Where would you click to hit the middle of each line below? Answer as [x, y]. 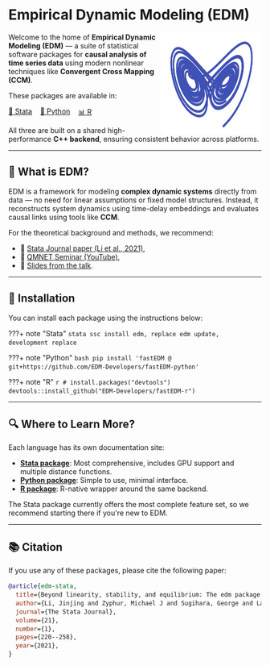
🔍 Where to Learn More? [72, 424]
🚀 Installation [42, 299]
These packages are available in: [63, 95]
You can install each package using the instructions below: [106, 318]
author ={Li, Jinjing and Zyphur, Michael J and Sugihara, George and [134, 603]
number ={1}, [36, 629]
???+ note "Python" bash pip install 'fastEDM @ [90, 357]
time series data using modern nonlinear [76, 63]
